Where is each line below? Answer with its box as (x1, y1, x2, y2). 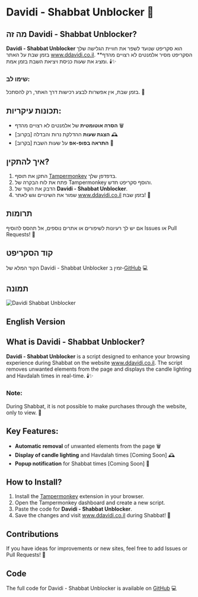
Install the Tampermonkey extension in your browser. (14, 493, 145, 500)
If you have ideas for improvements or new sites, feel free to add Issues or (6, 545, 188, 552)
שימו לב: (6, 74, 30, 83)
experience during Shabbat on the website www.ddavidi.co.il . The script (6, 359, 183, 366)
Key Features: (6, 426, 59, 436)
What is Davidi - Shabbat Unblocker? (6, 337, 145, 347)
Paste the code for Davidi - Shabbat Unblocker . (14, 505, 132, 512)
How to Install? (6, 477, 62, 487)
